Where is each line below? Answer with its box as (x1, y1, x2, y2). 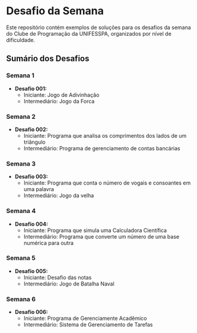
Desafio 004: (14, 220, 49, 227)
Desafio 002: (14, 126, 48, 133)
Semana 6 (6, 295, 36, 303)
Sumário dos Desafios (6, 53, 90, 64)
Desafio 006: (14, 309, 49, 316)
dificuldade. (6, 36, 36, 43)
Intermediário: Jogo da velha (23, 192, 94, 199)
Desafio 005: (14, 267, 48, 274)
